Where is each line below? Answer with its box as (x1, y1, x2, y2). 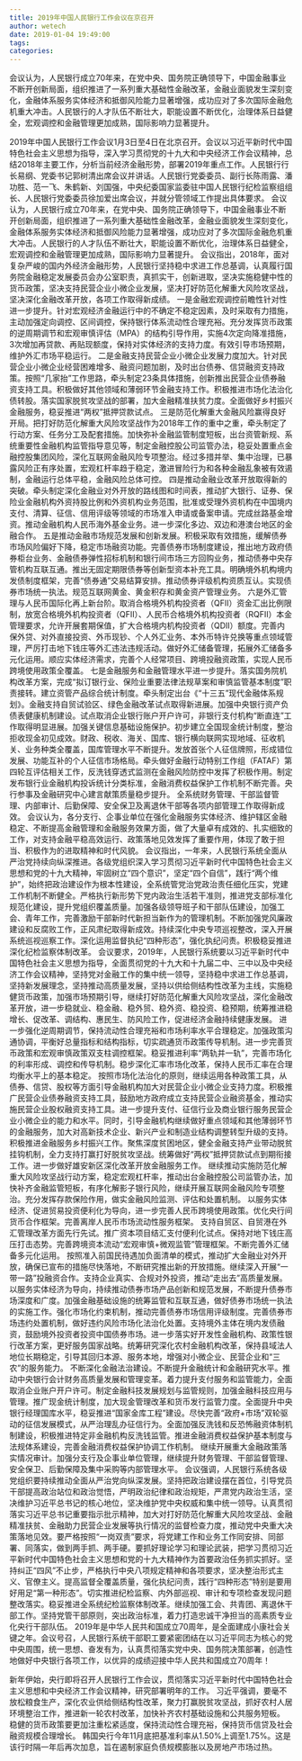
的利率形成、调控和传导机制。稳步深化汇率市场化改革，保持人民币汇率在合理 (9, 1059, 293, 1070)
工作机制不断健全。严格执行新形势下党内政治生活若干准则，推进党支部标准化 (9, 890, 293, 901)
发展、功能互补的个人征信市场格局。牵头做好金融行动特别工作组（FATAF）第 (9, 755, 293, 766)
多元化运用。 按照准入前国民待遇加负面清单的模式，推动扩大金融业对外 (16, 1250, 280, 1261)
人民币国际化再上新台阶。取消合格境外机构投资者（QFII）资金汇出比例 (24, 597, 285, 608)
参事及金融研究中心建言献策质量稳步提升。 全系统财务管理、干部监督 (16, 789, 271, 800)
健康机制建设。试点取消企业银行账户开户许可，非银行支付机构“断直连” (24, 710, 285, 721)
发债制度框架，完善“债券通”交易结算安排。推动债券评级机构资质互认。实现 (9, 575, 285, 586)
